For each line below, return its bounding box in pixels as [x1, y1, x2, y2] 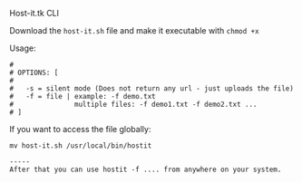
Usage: [9, 43, 36, 53]
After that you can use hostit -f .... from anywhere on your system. [9, 165, 282, 174]
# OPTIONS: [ [9, 68, 59, 77]
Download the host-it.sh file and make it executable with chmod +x [9, 25, 260, 35]
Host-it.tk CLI [9, 8, 60, 18]
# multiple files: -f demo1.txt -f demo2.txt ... [9, 100, 258, 109]
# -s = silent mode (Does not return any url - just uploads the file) [9, 84, 295, 93]
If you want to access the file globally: [9, 124, 151, 134]
